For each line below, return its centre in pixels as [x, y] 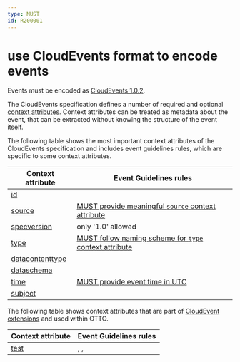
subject [24, 294]
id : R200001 [25, 21]
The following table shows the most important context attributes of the [111, 141]
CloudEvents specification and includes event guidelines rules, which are [115, 149]
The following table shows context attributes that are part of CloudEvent [114, 311]
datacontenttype [39, 259]
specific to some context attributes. [60, 156]
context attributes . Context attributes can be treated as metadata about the [118, 112]
